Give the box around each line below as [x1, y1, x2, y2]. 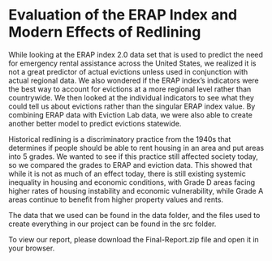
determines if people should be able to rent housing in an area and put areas [8, 143, 265, 152]
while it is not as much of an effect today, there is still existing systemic [8, 169, 246, 178]
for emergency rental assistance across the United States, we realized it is [8, 58, 257, 68]
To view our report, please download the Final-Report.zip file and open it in [8, 234, 260, 244]
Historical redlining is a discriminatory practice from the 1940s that [8, 134, 231, 143]
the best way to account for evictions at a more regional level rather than [8, 83, 252, 94]
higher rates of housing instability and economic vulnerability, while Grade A [8, 186, 264, 195]
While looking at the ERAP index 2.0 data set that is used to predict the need [8, 49, 264, 59]
